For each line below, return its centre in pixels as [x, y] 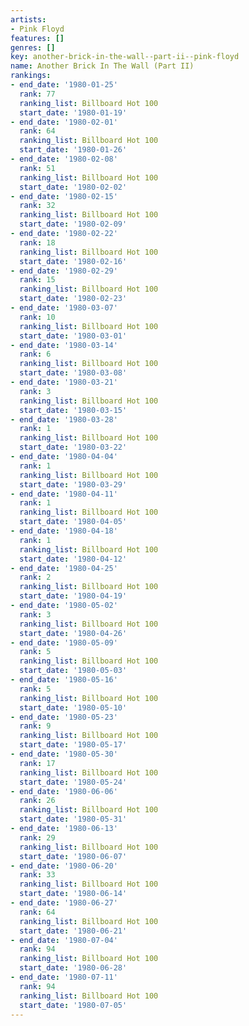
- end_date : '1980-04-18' [64, 531]
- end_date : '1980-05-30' [64, 754]
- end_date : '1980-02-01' [64, 122]
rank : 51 [37, 168]
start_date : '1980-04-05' [73, 522]
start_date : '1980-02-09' [73, 224]
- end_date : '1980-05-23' [64, 717]
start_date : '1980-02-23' [73, 299]
